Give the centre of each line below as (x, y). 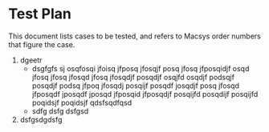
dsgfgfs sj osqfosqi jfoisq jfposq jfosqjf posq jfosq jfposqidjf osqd (141, 68)
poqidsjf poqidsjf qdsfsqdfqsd (82, 102)
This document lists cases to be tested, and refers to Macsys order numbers (134, 36)
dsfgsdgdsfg (41, 119)
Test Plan (40, 14)
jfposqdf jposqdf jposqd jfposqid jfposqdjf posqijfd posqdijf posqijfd (145, 94)
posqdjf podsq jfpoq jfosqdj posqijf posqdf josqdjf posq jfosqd (135, 86)
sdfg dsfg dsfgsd (60, 111)
